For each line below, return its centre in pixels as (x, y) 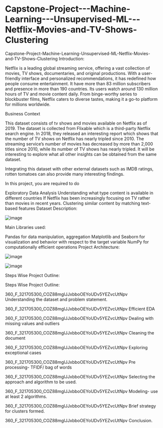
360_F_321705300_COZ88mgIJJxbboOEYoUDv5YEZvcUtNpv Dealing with (80, 318)
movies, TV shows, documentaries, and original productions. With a (73, 73)
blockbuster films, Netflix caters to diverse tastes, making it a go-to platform (81, 99)
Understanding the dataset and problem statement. (56, 299)
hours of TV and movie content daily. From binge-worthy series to (71, 94)
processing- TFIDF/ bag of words (38, 367)
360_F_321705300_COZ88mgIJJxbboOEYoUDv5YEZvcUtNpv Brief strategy (81, 406)
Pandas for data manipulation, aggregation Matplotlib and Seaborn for (75, 237)
